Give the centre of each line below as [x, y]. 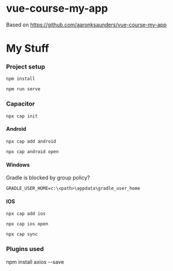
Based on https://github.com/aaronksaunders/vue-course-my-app [86, 25]
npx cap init [22, 116]
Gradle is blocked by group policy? [48, 178]
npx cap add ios [26, 214]
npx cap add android [31, 141]
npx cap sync [22, 234]
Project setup [26, 67]
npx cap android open [33, 151]
